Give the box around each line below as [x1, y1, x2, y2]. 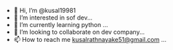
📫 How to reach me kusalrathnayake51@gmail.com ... [13, 36, 167, 43]
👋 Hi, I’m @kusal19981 [13, 7, 76, 14]
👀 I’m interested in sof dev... [13, 14, 93, 22]
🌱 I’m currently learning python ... [13, 21, 108, 28]
